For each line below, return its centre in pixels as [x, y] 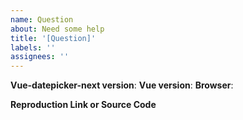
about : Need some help [57, 29]
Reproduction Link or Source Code [83, 105]
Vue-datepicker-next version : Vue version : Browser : [122, 85]
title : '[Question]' [53, 38]
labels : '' [33, 47]
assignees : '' [40, 57]
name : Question [42, 19]
